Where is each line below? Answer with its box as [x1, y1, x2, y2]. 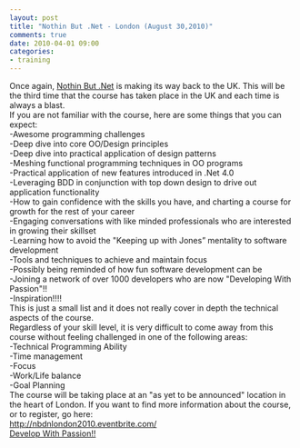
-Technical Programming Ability [9, 342, 127, 352]
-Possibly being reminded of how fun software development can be [9, 264, 263, 274]
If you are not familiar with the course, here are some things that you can [9, 110, 282, 120]
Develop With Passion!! [9, 428, 96, 439]
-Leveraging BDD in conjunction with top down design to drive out [9, 177, 257, 187]
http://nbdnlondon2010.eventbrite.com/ [9, 419, 157, 429]
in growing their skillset [9, 225, 97, 236]
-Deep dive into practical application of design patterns [9, 148, 216, 159]
